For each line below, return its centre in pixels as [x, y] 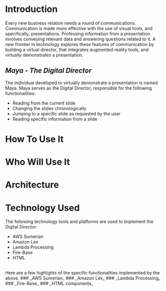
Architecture [32, 185]
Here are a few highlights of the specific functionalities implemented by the [82, 273]
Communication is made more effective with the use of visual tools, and [79, 28]
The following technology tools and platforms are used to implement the [79, 221]
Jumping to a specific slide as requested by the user [66, 113]
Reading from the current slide [44, 103]
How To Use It [34, 139]
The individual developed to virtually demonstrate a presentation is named [82, 82]
